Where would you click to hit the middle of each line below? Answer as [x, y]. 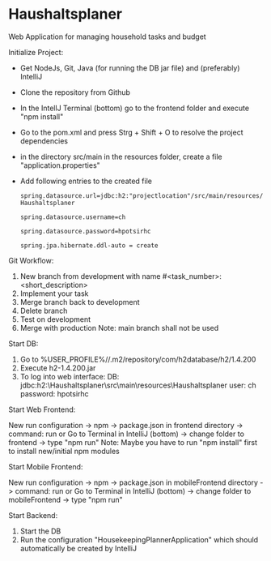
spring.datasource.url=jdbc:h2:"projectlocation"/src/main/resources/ [142, 195]
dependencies [44, 141]
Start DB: [23, 343]
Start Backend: [33, 515]
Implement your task [54, 293]
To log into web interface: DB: [70, 376]
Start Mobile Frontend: [46, 466]
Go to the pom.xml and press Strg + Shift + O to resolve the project [131, 132]
